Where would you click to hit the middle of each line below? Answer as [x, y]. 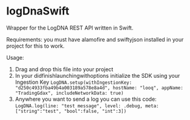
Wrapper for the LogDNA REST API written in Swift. [70, 28]
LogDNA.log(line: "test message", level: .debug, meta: [87, 106]
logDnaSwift [38, 11]
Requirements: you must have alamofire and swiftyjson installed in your [95, 39]
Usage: [15, 57]
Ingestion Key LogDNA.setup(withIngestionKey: [73, 82]
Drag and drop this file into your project [64, 69]
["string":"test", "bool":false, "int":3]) [71, 111]
